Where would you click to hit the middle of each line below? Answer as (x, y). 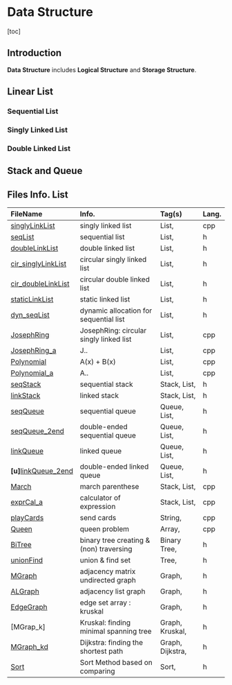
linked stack (99, 396)
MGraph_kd (29, 647)
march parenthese (109, 487)
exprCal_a (27, 502)
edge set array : (105, 602)
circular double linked (115, 279)
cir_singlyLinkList (39, 264)
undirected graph (108, 580)
